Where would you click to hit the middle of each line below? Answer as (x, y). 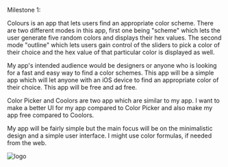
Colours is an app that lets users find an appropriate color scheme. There (110, 23)
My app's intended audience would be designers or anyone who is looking (112, 65)
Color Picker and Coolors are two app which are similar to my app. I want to (114, 101)
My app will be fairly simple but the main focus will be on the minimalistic (110, 128)
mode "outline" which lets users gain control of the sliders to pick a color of (114, 45)
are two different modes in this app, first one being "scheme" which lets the (114, 30)
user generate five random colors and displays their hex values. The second (114, 38)
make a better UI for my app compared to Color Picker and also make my (110, 108)
